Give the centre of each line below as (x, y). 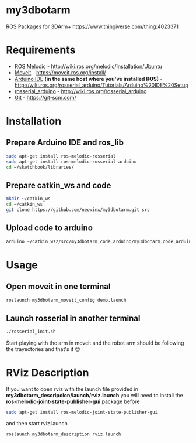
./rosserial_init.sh (31, 332)
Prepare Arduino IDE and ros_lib (65, 143)
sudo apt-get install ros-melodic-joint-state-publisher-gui (82, 413)
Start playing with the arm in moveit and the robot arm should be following (95, 343)
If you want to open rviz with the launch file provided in (72, 389)
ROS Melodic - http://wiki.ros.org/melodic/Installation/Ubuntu (88, 66)
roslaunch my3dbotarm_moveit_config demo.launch (66, 300)
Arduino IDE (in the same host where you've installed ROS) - (88, 79)
